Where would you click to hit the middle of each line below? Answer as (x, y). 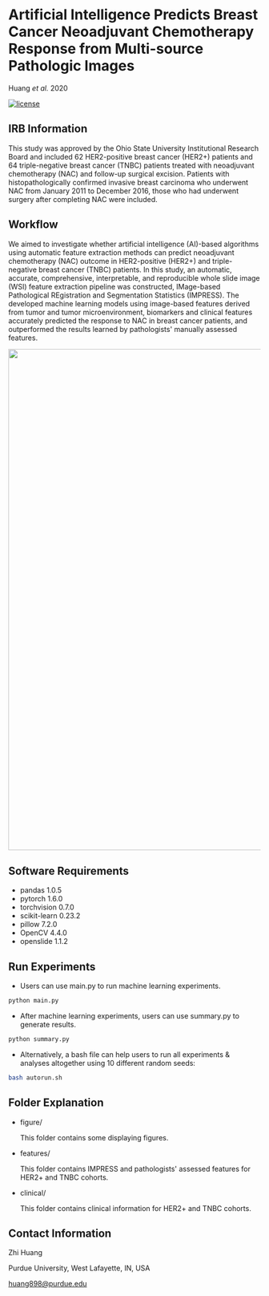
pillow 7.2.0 (38, 925)
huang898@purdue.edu (48, 1284)
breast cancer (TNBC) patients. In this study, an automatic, (135, 269)
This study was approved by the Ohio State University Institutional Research (134, 148)
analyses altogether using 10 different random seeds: (108, 1063)
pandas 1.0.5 (41, 890)
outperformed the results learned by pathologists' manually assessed (123, 329)
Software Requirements (69, 871)
